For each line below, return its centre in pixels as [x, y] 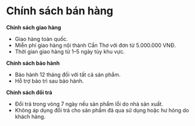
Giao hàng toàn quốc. [41, 39]
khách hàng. [30, 116]
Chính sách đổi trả [29, 92]
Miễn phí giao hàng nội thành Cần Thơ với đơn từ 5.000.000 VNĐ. [95, 45]
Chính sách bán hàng [60, 11]
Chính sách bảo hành [33, 63]
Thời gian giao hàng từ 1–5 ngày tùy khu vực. [70, 51]
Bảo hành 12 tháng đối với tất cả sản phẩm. [68, 74]
